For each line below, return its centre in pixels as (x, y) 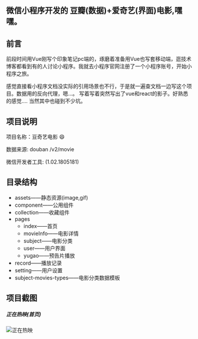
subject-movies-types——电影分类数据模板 (67, 278)
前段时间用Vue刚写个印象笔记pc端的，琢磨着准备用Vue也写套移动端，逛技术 (99, 59)
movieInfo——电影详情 (51, 233)
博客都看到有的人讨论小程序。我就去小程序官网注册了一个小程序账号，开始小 (99, 66)
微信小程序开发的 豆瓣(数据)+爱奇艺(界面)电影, (90, 11)
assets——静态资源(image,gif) (51, 197)
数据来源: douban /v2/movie (40, 149)
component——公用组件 (44, 205)
